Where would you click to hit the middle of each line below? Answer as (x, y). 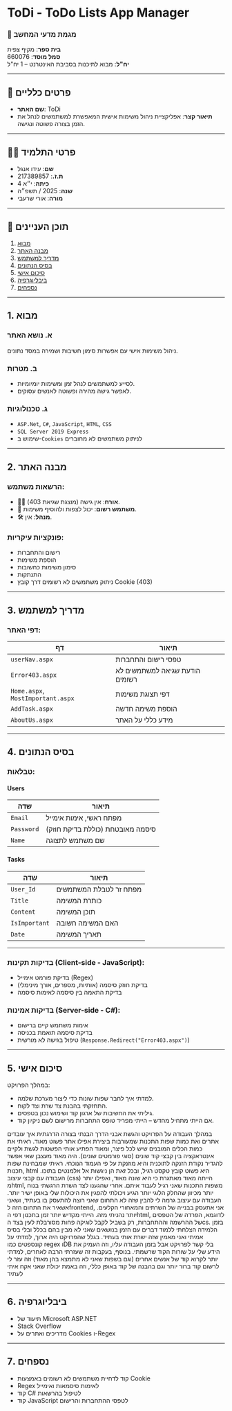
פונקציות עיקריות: (36, 537)
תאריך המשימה (79, 934)
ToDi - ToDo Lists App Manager (98, 13)
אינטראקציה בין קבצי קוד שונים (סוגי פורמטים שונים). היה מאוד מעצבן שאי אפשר (111, 1156)
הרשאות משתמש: (36, 486)
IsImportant (30, 923)
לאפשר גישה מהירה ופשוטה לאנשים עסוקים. (74, 391)
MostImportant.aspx (42, 698)
